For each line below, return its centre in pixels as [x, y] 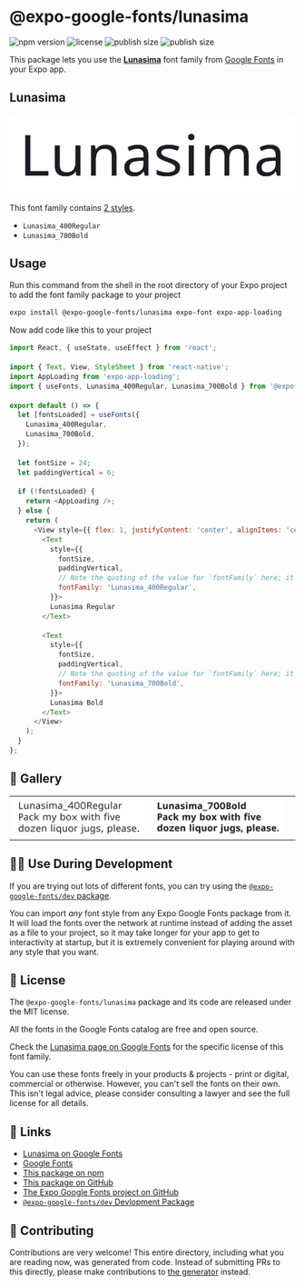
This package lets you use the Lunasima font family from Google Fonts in [147, 59]
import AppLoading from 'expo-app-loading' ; [95, 376]
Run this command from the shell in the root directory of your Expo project [148, 285]
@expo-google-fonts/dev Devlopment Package [108, 1202]
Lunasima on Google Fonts [73, 1154]
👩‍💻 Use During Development [91, 864]
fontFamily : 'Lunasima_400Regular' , [127, 588]
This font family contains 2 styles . [73, 207]
